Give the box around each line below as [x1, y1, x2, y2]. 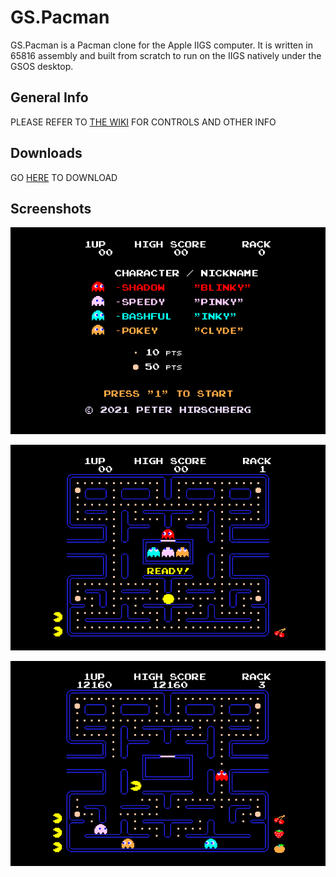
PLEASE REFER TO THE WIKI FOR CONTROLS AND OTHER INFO [10, 116, 277, 128]
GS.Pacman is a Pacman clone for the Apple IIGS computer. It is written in [10, 39, 313, 51]
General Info [10, 89, 89, 106]
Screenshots [10, 200, 92, 217]
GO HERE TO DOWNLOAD [10, 171, 118, 183]
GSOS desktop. [10, 60, 74, 72]
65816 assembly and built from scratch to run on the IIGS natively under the [10, 49, 322, 61]
